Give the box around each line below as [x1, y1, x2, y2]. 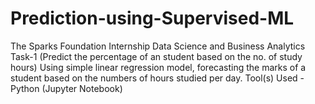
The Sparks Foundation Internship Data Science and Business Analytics [10, 40, 306, 52]
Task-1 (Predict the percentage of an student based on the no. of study [10, 50, 303, 62]
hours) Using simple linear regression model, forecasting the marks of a [10, 61, 307, 73]
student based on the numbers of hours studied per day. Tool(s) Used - [10, 72, 305, 84]
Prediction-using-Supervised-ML [10, 7, 295, 30]
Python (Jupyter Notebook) [10, 82, 123, 94]
